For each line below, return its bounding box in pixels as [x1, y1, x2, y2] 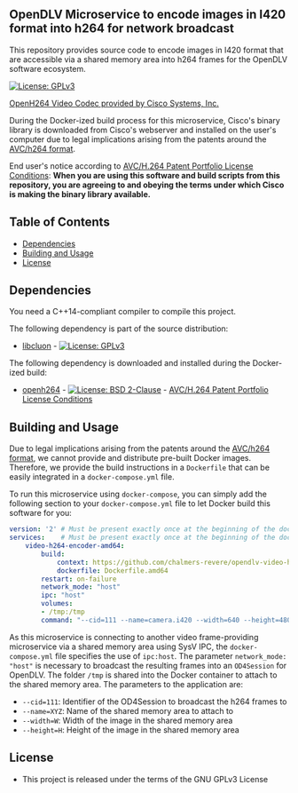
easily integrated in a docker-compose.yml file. [9, 472, 175, 482]
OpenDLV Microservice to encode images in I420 [9, 7, 286, 22]
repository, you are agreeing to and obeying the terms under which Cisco [9, 179, 285, 190]
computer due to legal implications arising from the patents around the [9, 133, 267, 145]
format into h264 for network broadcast [9, 21, 235, 36]
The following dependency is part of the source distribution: [9, 323, 229, 334]
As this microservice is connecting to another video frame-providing [9, 631, 259, 642]
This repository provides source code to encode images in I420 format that [9, 44, 284, 55]
